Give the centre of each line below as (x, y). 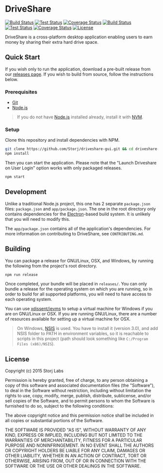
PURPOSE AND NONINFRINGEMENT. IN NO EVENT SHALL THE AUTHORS (80, 445)
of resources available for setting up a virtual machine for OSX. (68, 319)
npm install (17, 154)
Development (26, 192)
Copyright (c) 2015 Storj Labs (34, 371)
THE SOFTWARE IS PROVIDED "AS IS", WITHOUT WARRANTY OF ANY (76, 430)
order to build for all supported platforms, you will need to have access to (78, 294)
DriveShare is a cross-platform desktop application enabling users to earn (79, 37)
